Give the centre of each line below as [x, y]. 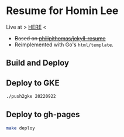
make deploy [20, 128]
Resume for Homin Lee [62, 11]
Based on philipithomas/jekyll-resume [60, 38]
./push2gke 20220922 [31, 97]
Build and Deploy [37, 63]
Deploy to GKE [33, 83]
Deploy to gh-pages [43, 114]
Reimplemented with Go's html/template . [64, 44]
